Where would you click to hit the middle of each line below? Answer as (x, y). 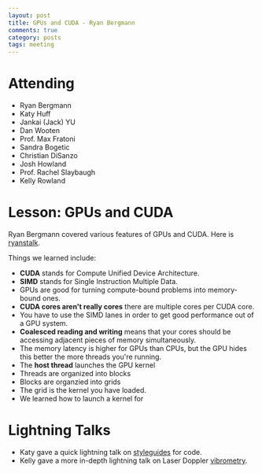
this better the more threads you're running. (90, 357)
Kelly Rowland (42, 181)
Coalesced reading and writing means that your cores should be (125, 332)
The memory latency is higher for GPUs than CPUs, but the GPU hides (133, 348)
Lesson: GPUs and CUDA (91, 212)
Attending (41, 84)
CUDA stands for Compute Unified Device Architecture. (109, 273)
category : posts (35, 37)
